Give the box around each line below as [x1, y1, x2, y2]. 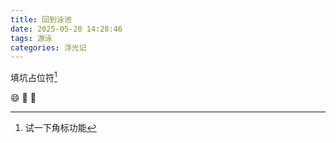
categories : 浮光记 [10, 42, 87, 53]
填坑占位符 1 [10, 70, 58, 83]
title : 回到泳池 [10, 14, 72, 25]
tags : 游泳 [10, 33, 53, 43]
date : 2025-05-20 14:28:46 [10, 24, 123, 34]
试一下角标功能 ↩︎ [24, 121, 97, 133]
